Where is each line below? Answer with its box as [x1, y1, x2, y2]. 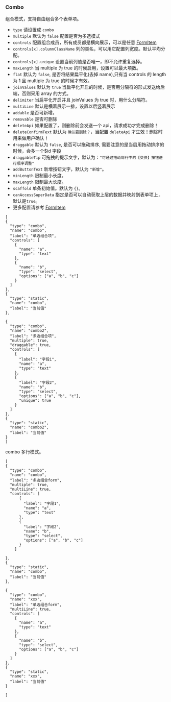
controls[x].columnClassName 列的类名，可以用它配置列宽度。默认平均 [12, 46, 161, 52]
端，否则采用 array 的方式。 [12, 90, 71, 96]
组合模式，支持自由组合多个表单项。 [5, 16, 82, 22]
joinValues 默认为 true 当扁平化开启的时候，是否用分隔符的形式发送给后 [12, 84, 165, 90]
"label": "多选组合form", [10, 478, 62, 483]
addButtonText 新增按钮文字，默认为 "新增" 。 [12, 166, 107, 172]
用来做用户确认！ [12, 135, 49, 141]
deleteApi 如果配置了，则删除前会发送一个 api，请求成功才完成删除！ [12, 123, 159, 129]
